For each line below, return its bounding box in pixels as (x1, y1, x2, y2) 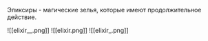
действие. (7, 13, 37, 21)
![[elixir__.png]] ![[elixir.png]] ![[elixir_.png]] (7, 27, 129, 34)
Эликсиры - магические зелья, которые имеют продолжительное (7, 6, 202, 14)
